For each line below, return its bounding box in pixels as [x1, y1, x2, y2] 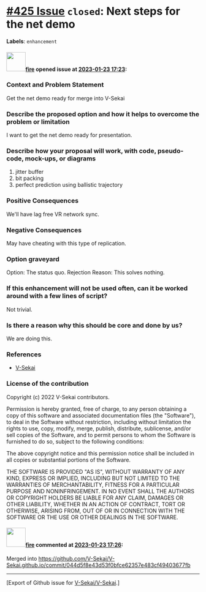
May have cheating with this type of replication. [6, 240, 127, 247]
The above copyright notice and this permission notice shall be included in [6, 449, 194, 457]
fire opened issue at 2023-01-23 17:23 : [25, 66, 128, 73]
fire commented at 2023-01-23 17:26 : [25, 541, 124, 549]
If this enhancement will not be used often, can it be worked [6, 284, 188, 293]
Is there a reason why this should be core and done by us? [6, 321, 183, 329]
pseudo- [157, 147, 184, 155]
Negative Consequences [6, 225, 82, 234]
